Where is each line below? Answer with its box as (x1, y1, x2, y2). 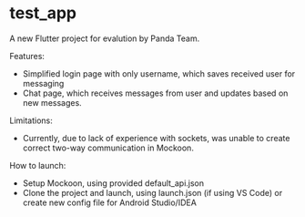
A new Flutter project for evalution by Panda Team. (9, 33, 200, 44)
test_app (9, 3, 77, 24)
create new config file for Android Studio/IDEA (22, 197, 198, 208)
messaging (22, 77, 65, 88)
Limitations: (9, 115, 53, 126)
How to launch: (9, 160, 66, 170)
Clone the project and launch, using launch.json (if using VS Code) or (22, 187, 283, 198)
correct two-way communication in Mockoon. (22, 142, 194, 153)
